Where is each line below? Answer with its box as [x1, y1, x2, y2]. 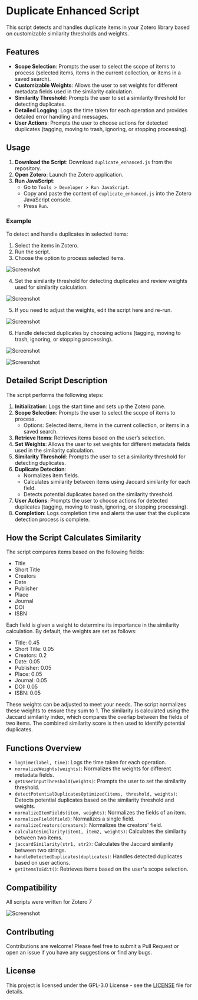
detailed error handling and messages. [14, 113, 109, 120]
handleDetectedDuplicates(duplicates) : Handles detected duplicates [14, 853, 183, 860]
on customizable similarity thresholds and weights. [6, 30, 130, 37]
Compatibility [6, 882, 57, 892]
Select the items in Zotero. [14, 242, 79, 249]
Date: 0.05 [14, 658, 40, 665]
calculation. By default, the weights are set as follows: [6, 628, 137, 635]
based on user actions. [14, 859, 71, 867]
